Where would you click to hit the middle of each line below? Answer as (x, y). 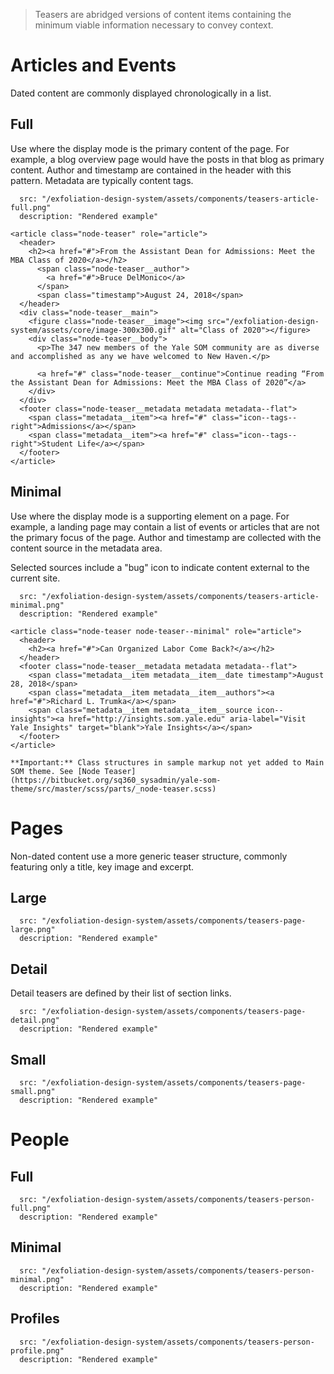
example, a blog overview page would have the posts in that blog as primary (167, 159)
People (40, 1140)
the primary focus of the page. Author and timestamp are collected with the (166, 537)
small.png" (33, 1091)
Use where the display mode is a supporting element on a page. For (150, 516)
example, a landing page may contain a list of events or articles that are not (165, 526)
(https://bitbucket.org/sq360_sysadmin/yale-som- (116, 780)
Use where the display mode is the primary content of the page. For (150, 148)
